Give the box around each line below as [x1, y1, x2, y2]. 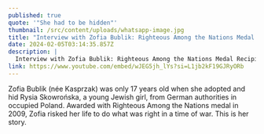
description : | [8, 48, 58, 56]
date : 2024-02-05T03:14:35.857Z [8, 41, 114, 49]
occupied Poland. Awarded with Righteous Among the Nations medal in [8, 100, 239, 110]
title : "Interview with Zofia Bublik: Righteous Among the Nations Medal [8, 33, 255, 42]
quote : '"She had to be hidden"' [8, 19, 118, 27]
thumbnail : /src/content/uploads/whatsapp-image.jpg [8, 26, 185, 34]
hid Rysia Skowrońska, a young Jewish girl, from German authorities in [8, 92, 237, 102]
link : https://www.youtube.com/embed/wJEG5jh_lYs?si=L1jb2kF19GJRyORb [8, 63, 244, 71]
